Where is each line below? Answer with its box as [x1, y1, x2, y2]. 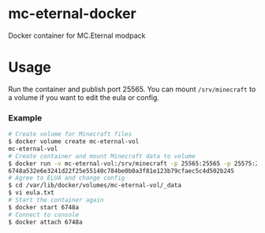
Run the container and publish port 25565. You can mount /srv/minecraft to [8, 84, 256, 94]
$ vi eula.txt [8, 189, 55, 197]
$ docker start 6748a [8, 203, 80, 211]
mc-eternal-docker [8, 5, 136, 23]
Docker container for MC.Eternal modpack [8, 31, 146, 40]
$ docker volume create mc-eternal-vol [8, 138, 140, 146]
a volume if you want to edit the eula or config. [8, 92, 160, 102]
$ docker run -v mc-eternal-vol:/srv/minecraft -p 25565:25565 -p [8, 159, 231, 168]
